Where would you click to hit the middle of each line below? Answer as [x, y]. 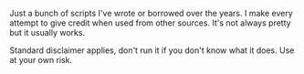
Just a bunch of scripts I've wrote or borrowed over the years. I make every [152, 13]
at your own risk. [41, 60]
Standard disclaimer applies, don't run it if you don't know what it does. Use [152, 50]
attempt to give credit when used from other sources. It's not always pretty [150, 23]
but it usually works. [47, 32]
